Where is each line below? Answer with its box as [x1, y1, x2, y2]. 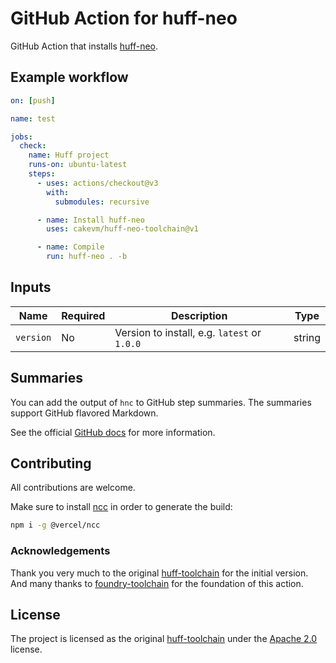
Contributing [10, 455, 92, 472]
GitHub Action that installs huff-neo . [10, 40, 159, 52]
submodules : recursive [54, 197, 150, 207]
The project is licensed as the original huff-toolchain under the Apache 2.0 [10, 633, 318, 645]
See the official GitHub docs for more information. [10, 426, 216, 438]
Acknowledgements [10, 544, 111, 558]
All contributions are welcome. [10, 482, 136, 494]
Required [61, 308, 106, 322]
